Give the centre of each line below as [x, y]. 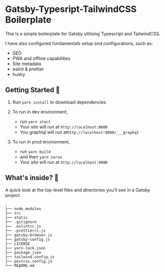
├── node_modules [23, 208]
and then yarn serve [41, 156]
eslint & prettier [28, 69]
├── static [16, 217]
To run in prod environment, [41, 141]
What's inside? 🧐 [32, 178]
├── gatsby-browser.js [29, 235]
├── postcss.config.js [29, 261]
